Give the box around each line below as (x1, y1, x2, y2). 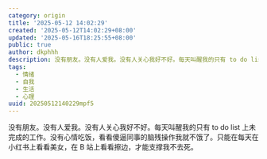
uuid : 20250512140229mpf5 (8, 100, 94, 108)
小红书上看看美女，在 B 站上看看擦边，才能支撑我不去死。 (8, 142, 199, 152)
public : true (8, 41, 52, 49)
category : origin (8, 11, 66, 20)
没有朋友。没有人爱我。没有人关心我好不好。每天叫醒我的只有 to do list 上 (8, 123, 250, 132)
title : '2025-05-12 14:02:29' (8, 19, 109, 27)
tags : (8, 63, 26, 71)
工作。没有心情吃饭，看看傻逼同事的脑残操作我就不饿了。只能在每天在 (29, 132, 259, 142)
